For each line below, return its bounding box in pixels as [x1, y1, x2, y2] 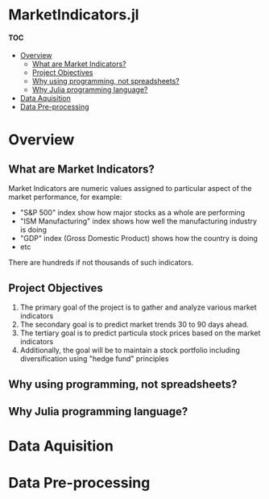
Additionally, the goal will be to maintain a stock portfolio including [19, 345, 240, 356]
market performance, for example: [8, 192, 122, 202]
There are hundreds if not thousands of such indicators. [8, 258, 194, 268]
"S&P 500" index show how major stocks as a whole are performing [19, 208, 246, 218]
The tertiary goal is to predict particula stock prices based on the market [19, 328, 261, 338]
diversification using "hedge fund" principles [19, 354, 169, 364]
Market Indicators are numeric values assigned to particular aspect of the [8, 184, 252, 193]
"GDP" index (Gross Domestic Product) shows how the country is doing [19, 234, 258, 243]
